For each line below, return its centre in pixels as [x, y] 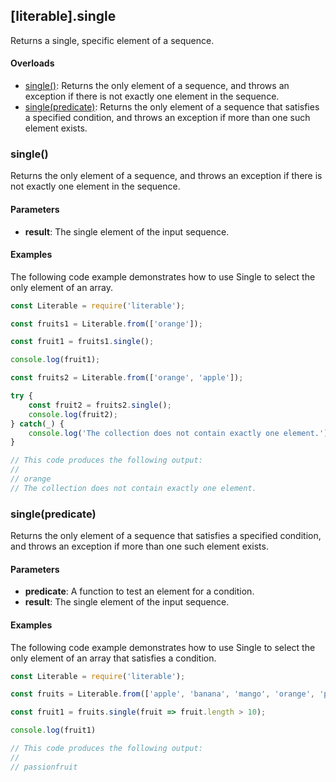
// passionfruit [44, 767]
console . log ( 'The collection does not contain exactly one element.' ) [178, 433]
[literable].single [63, 16]
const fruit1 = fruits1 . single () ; [82, 342]
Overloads [32, 63]
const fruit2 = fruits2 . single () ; [100, 405]
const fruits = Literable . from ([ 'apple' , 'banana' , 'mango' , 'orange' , [162, 694]
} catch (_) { [37, 424]
